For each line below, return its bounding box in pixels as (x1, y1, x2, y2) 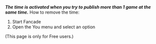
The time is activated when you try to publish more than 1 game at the (5, 4, 151, 10)
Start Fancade (12, 19, 41, 24)
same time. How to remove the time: (5, 9, 80, 15)
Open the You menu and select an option (12, 24, 95, 30)
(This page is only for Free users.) (5, 34, 74, 39)
